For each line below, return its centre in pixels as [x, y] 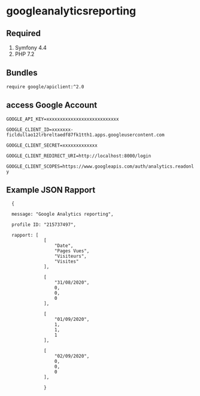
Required [23, 33]
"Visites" [66, 262]
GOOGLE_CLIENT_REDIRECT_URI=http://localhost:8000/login [79, 156]
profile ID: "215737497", [44, 225]
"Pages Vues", [72, 251]
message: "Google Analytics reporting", [63, 215]
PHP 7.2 [25, 54]
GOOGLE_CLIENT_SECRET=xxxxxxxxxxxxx [52, 145]
